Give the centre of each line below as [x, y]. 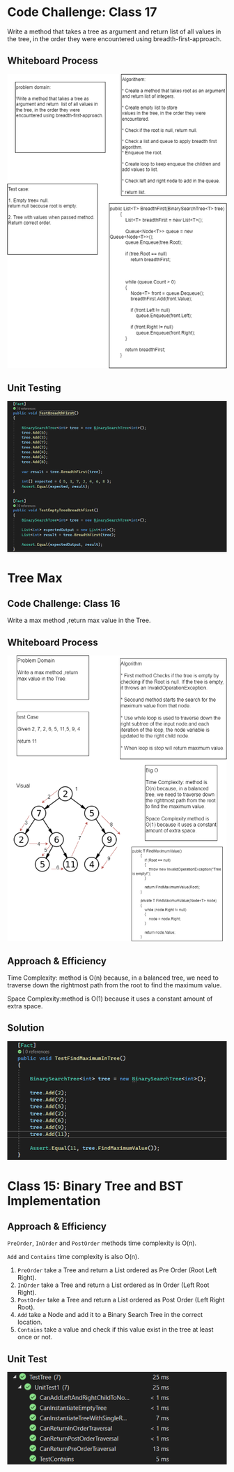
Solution [26, 1028]
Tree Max [35, 578]
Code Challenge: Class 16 [64, 604]
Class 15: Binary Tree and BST [95, 1186]
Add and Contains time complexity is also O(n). [73, 1257]
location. [30, 1322]
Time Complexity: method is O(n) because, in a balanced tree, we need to [113, 978]
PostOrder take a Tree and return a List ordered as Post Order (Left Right [121, 1300]
